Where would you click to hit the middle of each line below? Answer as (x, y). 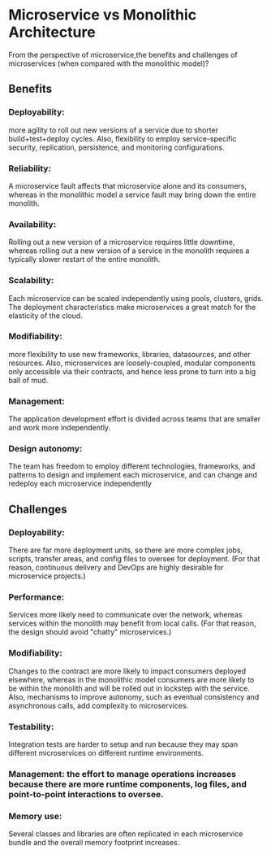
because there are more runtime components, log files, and (128, 784)
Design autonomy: (45, 449)
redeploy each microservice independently (80, 484)
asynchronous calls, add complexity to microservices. (99, 705)
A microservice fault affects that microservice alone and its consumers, (128, 185)
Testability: (31, 726)
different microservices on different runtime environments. (106, 752)
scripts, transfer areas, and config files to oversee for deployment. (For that (134, 559)
